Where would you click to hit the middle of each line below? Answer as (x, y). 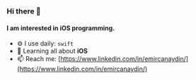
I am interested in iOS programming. (61, 28)
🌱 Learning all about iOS (52, 51)
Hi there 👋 (24, 11)
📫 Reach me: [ (39, 59)
